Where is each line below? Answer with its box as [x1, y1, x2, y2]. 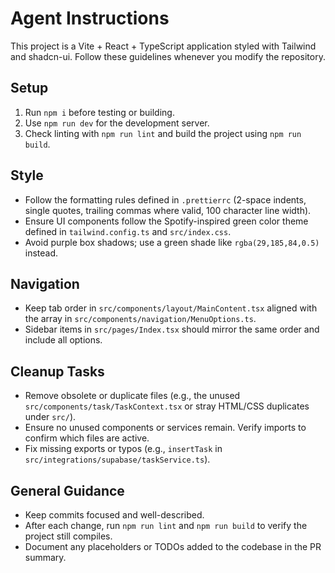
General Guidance [10, 482, 125, 499]
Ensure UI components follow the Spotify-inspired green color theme [24, 215, 309, 227]
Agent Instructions [10, 7, 170, 30]
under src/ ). [24, 411, 77, 423]
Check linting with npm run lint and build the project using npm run [24, 127, 302, 139]
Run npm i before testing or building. [24, 106, 175, 118]
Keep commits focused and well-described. [24, 509, 205, 521]
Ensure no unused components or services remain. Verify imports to [24, 422, 307, 434]
